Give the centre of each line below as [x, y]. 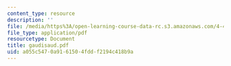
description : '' [30, 20]
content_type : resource [41, 13]
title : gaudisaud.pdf [38, 45]
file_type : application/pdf [47, 33]
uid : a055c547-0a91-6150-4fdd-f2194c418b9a [70, 52]
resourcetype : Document [41, 39]
